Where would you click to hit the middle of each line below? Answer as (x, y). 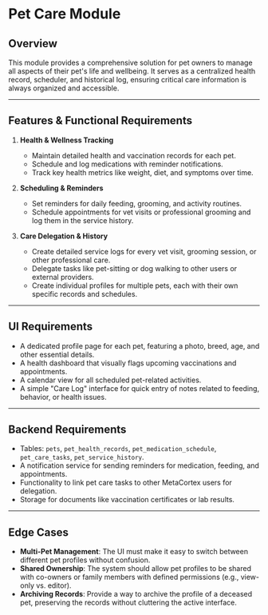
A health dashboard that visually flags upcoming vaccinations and (128, 363)
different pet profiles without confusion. (85, 560)
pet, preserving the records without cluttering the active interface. (128, 603)
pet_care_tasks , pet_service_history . (82, 457)
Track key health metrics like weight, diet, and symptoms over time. (142, 172)
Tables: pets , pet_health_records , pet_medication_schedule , (118, 449)
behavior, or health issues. (63, 397)
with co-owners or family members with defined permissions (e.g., (129, 577)
